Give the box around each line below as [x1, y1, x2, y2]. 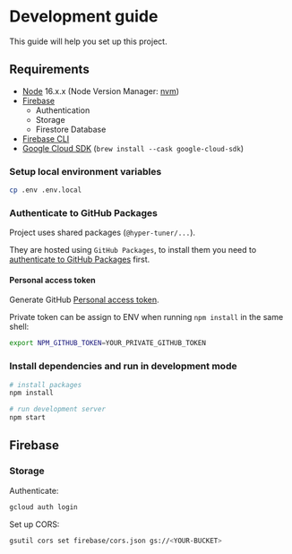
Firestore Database [35, 124, 107, 134]
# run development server [9, 405, 106, 414]
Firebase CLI [21, 133, 70, 144]
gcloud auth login [9, 502, 78, 512]
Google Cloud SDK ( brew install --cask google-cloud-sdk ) [21, 143, 245, 153]
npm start [9, 413, 47, 422]
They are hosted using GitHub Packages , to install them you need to [9, 245, 257, 255]
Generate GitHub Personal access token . [9, 294, 159, 306]
